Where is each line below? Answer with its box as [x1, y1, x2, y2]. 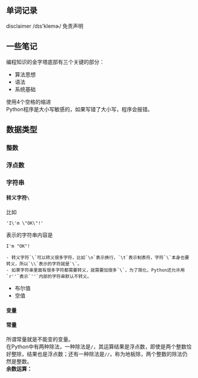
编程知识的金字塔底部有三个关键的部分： [6, 58, 105, 65]
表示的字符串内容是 [6, 231, 53, 238]
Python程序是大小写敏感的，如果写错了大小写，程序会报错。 [6, 105, 153, 112]
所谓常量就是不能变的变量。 [6, 335, 74, 343]
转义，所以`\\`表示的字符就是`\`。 [6, 261, 82, 267]
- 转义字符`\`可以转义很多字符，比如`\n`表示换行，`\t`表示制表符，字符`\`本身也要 [6, 254, 190, 260]
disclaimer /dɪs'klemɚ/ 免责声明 [6, 22, 84, 30]
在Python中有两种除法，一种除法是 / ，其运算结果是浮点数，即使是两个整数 [6, 343, 187, 350]
